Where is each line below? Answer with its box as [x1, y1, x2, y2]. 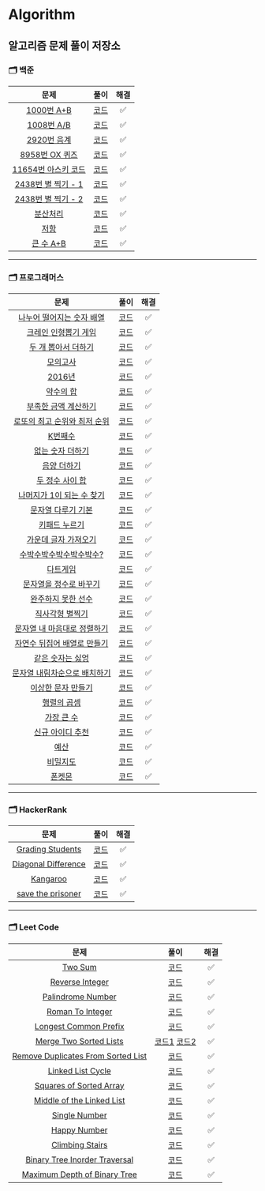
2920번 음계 [26, 134, 72, 145]
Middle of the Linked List [34, 1095, 125, 1106]
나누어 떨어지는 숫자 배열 [18, 312, 105, 323]
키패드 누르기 [38, 520, 85, 531]
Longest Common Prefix [34, 1020, 125, 1031]
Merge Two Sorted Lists [35, 1035, 124, 1046]
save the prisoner [17, 889, 81, 900]
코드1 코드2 [154, 1036, 196, 1047]
